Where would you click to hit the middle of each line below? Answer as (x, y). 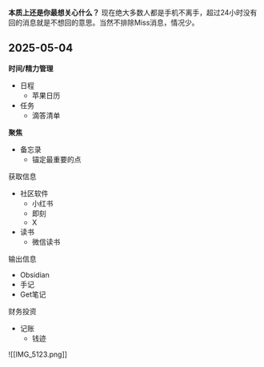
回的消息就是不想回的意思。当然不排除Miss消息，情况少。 (104, 22)
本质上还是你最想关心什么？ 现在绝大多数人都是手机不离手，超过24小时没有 (133, 12)
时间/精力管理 (31, 68)
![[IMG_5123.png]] (38, 354)
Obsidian (34, 274)
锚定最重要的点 (56, 159)
